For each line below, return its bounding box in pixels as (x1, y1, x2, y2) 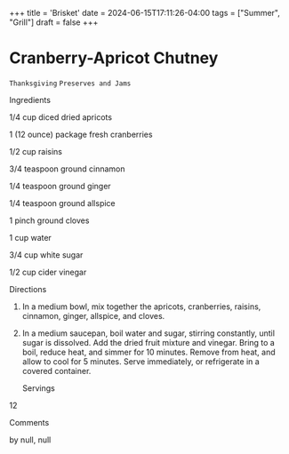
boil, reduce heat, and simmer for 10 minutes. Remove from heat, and (21, 346, 276, 357)
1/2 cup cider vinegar (9, 267, 87, 277)
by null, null (9, 434, 52, 445)
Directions (9, 283, 47, 294)
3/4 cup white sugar (9, 249, 84, 260)
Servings (21, 382, 55, 394)
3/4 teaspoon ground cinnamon (9, 163, 126, 174)
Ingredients (9, 94, 52, 105)
